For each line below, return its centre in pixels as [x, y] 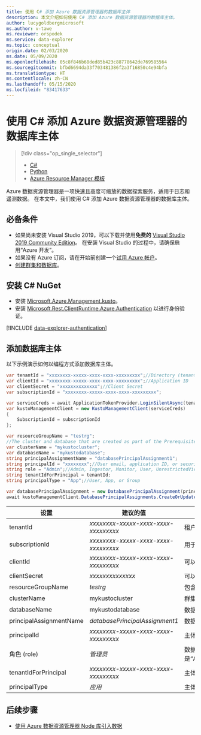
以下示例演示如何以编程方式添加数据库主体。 [61, 364]
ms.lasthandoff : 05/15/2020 [41, 85]
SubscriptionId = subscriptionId [59, 420]
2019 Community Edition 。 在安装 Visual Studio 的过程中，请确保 [95, 242]
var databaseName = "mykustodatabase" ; [56, 453]
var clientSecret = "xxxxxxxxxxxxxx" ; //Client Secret [75, 387]
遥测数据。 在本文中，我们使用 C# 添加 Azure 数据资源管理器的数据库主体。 [99, 198]
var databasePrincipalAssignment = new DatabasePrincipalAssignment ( [95, 492]
